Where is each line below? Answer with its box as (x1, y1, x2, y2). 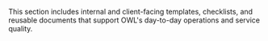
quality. (8, 24, 33, 33)
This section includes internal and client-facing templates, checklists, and (8, 7, 253, 16)
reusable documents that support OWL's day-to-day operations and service (8, 15, 261, 25)
